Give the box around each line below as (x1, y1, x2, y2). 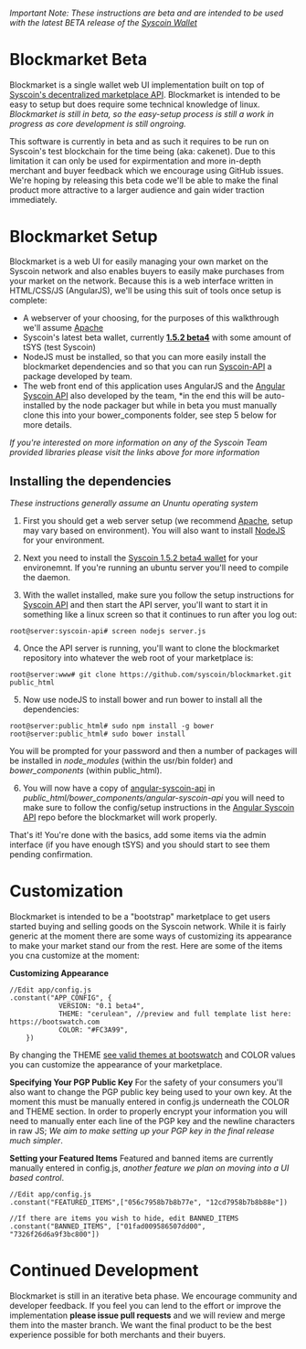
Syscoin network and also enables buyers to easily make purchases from (9, 266, 285, 277)
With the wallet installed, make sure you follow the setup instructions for (22, 590, 295, 600)
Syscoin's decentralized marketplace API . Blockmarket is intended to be (9, 89, 280, 100)
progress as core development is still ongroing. (9, 118, 187, 129)
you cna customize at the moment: (9, 951, 140, 961)
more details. (22, 420, 73, 430)
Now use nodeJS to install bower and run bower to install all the (22, 695, 263, 706)
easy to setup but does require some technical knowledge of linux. (9, 99, 260, 110)
